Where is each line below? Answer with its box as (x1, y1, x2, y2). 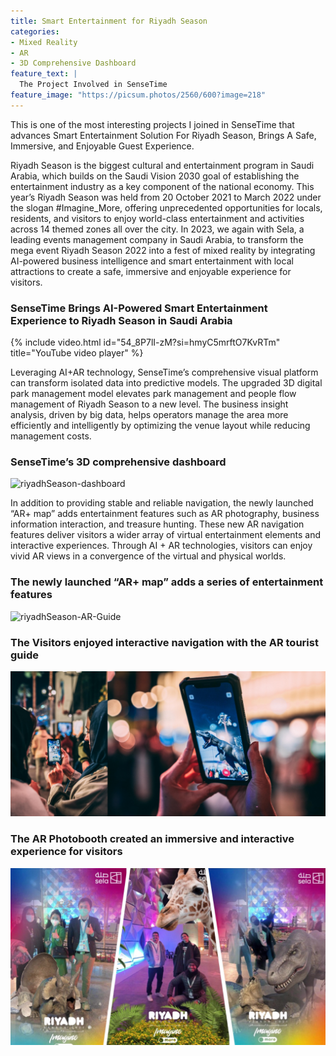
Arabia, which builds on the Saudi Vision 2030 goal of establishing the (10, 170, 300, 182)
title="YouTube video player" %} (10, 347, 144, 359)
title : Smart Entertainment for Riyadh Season (10, 16, 208, 26)
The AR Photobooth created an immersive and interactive (10, 832, 295, 846)
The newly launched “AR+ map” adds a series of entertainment (10, 575, 324, 589)
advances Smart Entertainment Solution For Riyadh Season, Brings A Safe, (10, 129, 317, 141)
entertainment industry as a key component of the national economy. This (10, 180, 315, 192)
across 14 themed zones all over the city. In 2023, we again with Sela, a (10, 223, 305, 235)
